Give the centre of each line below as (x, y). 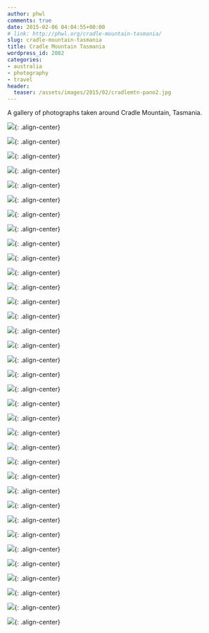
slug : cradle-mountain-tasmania (55, 40)
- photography (28, 73)
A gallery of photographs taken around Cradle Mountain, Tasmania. (105, 113)
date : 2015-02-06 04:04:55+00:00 (56, 27)
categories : (25, 60)
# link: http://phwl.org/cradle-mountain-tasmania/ (84, 34)
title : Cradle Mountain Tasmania (56, 47)
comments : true (30, 20)
